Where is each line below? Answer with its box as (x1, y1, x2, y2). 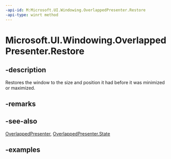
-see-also (5, 117, 37, 126)
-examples (5, 146, 41, 154)
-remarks (5, 100, 36, 108)
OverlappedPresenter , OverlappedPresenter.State (5, 130, 110, 136)
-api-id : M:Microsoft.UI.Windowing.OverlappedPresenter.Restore (5, 7, 146, 13)
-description (5, 66, 46, 74)
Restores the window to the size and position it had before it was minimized (5, 79, 165, 85)
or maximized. (5, 85, 35, 91)
